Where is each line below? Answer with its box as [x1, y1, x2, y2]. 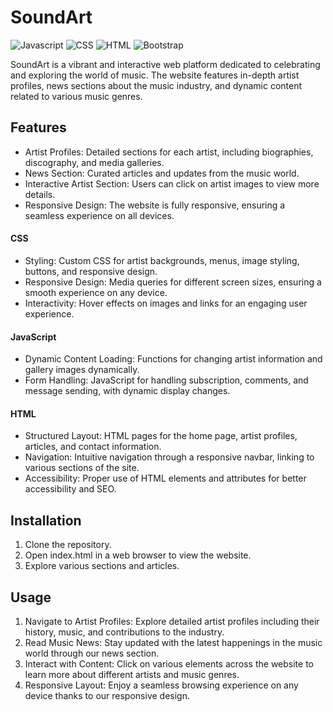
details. [24, 188, 56, 200]
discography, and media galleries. [24, 156, 165, 168]
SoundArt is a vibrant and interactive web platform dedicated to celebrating [10, 58, 321, 70]
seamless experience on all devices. [24, 209, 175, 221]
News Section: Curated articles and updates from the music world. [24, 167, 300, 179]
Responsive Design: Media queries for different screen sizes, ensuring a [24, 276, 322, 288]
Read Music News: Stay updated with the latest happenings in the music [24, 636, 323, 648]
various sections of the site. [24, 462, 140, 474]
